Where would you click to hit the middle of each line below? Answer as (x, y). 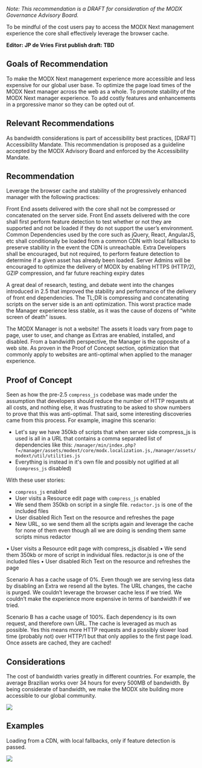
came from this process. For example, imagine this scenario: (81, 421)
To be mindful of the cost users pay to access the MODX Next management (100, 27)
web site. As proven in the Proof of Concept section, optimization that (93, 348)
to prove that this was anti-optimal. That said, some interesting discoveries (99, 414)
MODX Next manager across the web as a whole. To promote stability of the (101, 91)
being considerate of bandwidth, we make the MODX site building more (95, 689)
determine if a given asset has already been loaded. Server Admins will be (99, 260)
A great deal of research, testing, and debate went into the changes (90, 285)
